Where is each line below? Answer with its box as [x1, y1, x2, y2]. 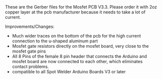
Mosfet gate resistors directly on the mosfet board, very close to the [12, 43, 149, 49]
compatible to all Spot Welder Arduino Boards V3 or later [12, 69, 126, 74]
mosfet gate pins [12, 48, 46, 54]
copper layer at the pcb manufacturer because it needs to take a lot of [5, 9, 146, 15]
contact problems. [12, 64, 49, 69]
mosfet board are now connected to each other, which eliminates [12, 59, 143, 64]
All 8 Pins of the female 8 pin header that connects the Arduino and [12, 53, 147, 59]
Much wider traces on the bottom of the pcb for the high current [12, 33, 141, 39]
